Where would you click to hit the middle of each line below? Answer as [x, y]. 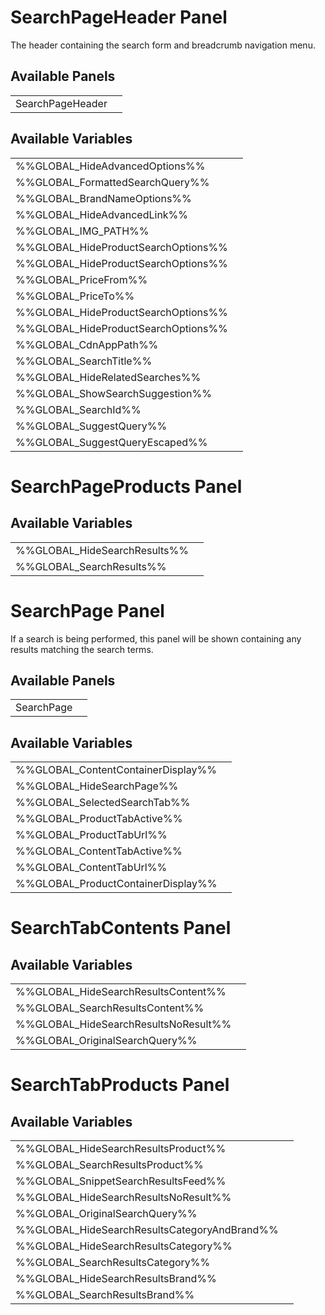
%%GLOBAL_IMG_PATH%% [82, 231]
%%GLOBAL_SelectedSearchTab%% [103, 803]
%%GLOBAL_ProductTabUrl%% [91, 835]
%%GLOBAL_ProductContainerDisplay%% [116, 884]
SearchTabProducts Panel [120, 1085]
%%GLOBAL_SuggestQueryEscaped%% [111, 442]
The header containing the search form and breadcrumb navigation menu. [163, 45]
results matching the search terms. [82, 649]
